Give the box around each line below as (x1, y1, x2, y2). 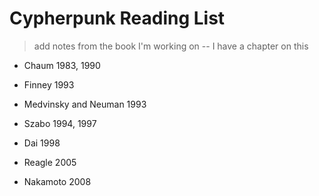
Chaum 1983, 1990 (23, 59, 101, 71)
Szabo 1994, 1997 (23, 117, 97, 129)
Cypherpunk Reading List (9, 7, 226, 30)
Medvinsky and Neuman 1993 (23, 98, 147, 110)
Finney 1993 (23, 78, 75, 91)
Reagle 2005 (23, 156, 77, 168)
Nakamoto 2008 (23, 175, 92, 187)
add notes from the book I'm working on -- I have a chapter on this (33, 40, 309, 52)
